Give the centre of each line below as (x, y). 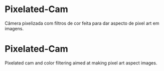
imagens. (14, 28)
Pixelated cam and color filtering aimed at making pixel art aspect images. (81, 63)
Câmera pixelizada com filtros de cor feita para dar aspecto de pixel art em (82, 23)
